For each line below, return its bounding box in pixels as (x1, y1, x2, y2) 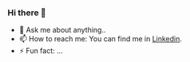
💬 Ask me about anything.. (18, 25, 106, 35)
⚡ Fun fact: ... (18, 46, 63, 56)
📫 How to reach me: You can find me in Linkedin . (18, 34, 183, 44)
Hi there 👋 (7, 7, 47, 18)
